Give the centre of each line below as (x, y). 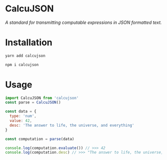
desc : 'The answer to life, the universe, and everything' (72, 125)
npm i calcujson (22, 65)
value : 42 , (21, 121)
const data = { (21, 112)
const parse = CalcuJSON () (33, 102)
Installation (29, 42)
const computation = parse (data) (40, 139)
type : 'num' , (23, 116)
